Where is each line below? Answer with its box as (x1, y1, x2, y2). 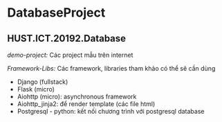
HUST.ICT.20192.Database (7, 33, 127, 44)
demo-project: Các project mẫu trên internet (7, 51, 133, 59)
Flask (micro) (17, 85, 55, 93)
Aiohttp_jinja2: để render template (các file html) (17, 100, 156, 108)
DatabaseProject (7, 5, 106, 21)
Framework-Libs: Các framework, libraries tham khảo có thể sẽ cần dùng (7, 64, 216, 72)
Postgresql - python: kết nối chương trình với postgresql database (17, 107, 205, 115)
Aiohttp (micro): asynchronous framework (17, 92, 137, 101)
